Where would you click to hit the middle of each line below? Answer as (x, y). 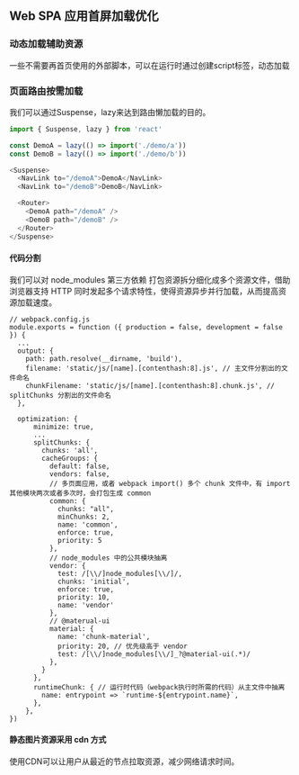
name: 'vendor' (86, 605)
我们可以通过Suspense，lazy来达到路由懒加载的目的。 (110, 112)
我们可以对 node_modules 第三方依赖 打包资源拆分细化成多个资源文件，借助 (150, 279)
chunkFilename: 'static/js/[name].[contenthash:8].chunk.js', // (150, 385)
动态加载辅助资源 (46, 44)
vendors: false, (79, 474)
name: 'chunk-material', (104, 636)
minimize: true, (63, 427)
